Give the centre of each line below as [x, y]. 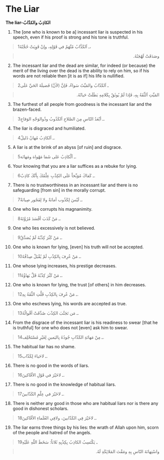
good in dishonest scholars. [41, 408]
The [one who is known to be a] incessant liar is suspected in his [78, 32]
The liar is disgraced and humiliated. [49, 128]
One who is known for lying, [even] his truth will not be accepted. [78, 247]
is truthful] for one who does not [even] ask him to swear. [70, 327]
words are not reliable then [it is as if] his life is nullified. [69, 76]
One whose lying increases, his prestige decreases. [64, 266]
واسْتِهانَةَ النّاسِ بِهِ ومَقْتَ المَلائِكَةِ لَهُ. [127, 451]
